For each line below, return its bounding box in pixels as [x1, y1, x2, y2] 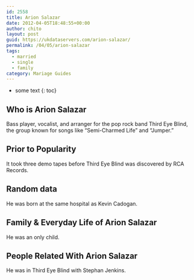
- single [11, 59, 34, 65]
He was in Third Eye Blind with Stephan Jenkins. [6, 267, 127, 274]
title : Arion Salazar [6, 14, 61, 20]
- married [11, 54, 36, 60]
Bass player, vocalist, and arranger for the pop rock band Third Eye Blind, [6, 120, 188, 128]
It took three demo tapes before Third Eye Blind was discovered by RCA [6, 160, 184, 167]
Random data [6, 184, 57, 194]
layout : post [6, 31, 39, 37]
